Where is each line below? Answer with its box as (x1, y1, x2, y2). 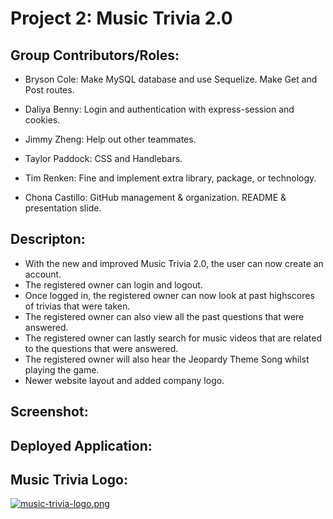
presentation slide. (24, 202, 102, 214)
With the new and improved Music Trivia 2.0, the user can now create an (24, 257, 324, 269)
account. (24, 268, 62, 280)
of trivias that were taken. (24, 300, 131, 312)
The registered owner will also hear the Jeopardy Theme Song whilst (24, 353, 310, 365)
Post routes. (24, 84, 75, 96)
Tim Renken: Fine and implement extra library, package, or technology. (24, 172, 317, 184)
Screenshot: (10, 403, 89, 421)
